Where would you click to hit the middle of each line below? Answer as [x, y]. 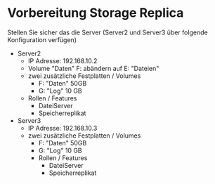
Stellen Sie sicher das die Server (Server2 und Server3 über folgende [108, 32]
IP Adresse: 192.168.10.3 [63, 128]
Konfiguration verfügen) [42, 39]
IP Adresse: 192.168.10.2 [63, 60]
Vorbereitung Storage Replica [96, 13]
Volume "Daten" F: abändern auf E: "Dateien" [93, 68]
